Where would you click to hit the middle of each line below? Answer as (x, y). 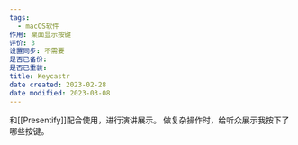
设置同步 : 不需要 (37, 51)
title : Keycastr (40, 77)
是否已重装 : (28, 68)
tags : (19, 18)
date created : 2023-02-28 (58, 85)
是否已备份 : (28, 59)
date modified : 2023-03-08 (60, 93)
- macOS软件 (39, 26)
